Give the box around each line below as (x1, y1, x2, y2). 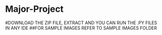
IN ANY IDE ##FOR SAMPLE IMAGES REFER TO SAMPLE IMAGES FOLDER (5, 25, 158, 31)
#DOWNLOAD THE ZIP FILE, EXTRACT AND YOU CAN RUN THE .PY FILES (5, 20, 158, 26)
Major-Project (5, 3, 64, 15)
